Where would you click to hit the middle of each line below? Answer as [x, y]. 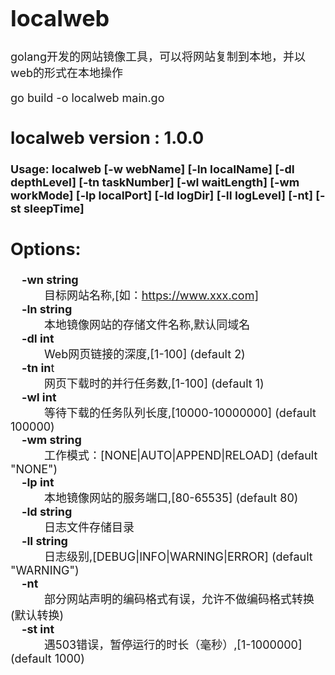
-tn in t [38, 367]
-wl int [39, 397]
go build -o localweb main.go [87, 97]
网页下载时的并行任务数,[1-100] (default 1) [154, 383]
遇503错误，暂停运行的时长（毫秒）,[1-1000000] [173, 644]
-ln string [47, 309]
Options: [46, 249]
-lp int [38, 482]
